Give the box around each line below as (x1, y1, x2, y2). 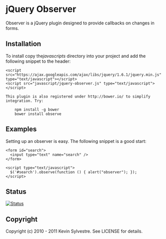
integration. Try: (5, 98, 44, 103)
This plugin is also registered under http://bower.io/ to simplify (5, 94, 151, 99)
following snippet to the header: (5, 58, 71, 64)
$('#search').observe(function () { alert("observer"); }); (10, 169, 137, 175)
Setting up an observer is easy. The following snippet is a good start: (5, 138, 147, 144)
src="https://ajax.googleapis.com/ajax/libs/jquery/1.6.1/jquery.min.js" (5, 72, 162, 77)
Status (5, 187, 27, 196)
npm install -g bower (14, 107, 59, 112)
